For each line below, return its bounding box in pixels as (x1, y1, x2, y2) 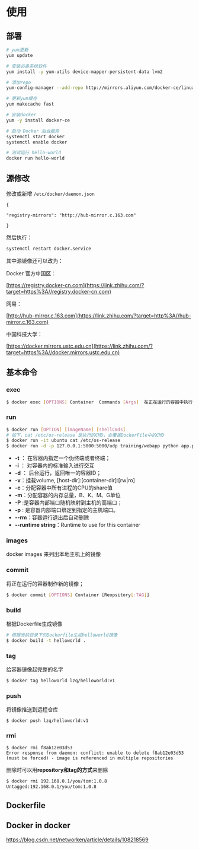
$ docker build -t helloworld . (6, 637, 86, 644)
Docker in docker (6, 820, 71, 831)
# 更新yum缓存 (6, 96, 37, 101)
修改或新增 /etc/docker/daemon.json (6, 190, 95, 197)
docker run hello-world (6, 155, 65, 161)
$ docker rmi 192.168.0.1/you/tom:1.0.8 (6, 778, 108, 784)
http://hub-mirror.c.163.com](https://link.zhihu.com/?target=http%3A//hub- (8, 312, 191, 319)
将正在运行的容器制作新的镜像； (6, 580, 84, 587)
